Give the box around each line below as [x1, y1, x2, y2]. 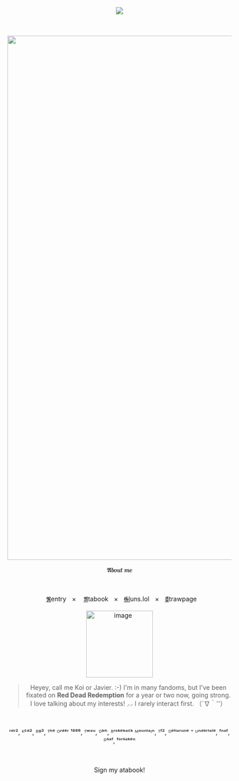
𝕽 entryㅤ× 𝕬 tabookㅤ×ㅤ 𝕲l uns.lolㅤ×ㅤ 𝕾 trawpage [46, 595, 197, 603]
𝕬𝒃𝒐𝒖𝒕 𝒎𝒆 [106, 566, 133, 574]
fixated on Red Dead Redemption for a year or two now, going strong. [26, 691, 231, 699]
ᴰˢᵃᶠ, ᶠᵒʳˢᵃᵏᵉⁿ [103, 736, 136, 745]
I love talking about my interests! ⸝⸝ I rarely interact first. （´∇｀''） [30, 699, 227, 708]
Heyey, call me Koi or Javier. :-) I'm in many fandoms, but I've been [30, 683, 227, 691]
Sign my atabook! [93, 766, 146, 774]
